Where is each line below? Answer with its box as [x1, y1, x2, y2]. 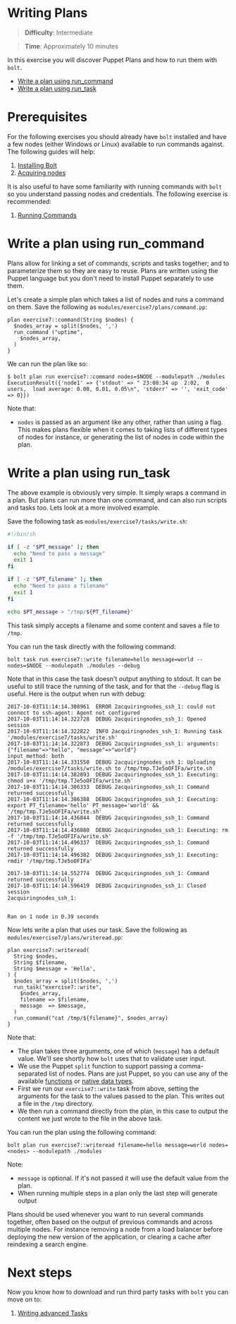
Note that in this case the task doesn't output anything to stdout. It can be [7, 674, 221, 682]
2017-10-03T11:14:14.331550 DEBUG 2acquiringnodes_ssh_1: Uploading [7, 759, 216, 766]
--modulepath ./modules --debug [44, 662, 140, 669]
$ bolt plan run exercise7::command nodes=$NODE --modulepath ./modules [7, 373, 225, 380]
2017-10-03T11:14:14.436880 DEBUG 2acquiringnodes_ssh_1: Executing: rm [7, 826, 229, 833]
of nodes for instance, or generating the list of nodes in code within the [17, 433, 224, 441]
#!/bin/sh [7, 531, 37, 538]
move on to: [7, 1295, 42, 1304]
